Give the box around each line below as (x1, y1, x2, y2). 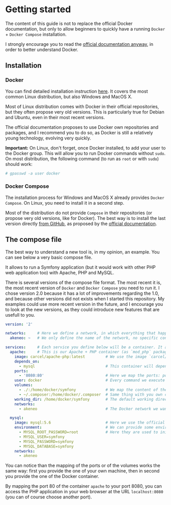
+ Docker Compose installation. (5, 31, 67, 37)
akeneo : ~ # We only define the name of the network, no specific (10, 335, 158, 341)
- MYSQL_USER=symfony (18, 434, 65, 439)
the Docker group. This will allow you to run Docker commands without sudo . (5, 150, 166, 156)
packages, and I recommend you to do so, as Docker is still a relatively (5, 129, 153, 135)
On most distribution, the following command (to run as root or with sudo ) (5, 155, 159, 161)
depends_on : (14, 359, 40, 364)
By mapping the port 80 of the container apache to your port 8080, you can (5, 483, 162, 489)
